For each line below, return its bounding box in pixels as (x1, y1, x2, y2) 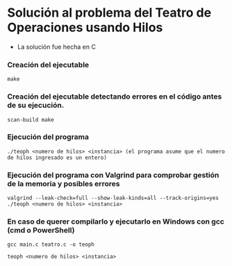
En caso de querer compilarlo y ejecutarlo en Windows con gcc (7, 217, 224, 226)
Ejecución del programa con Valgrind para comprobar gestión (7, 170, 219, 180)
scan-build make (7, 116, 54, 123)
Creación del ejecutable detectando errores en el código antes (7, 92, 222, 101)
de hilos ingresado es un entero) (7, 154, 108, 161)
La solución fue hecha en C (17, 42, 96, 51)
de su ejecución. (7, 101, 65, 110)
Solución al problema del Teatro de (7, 5, 212, 21)
